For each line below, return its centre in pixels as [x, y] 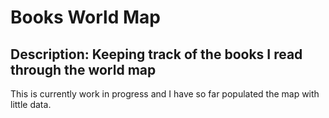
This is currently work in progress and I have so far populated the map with [165, 94]
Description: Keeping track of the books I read [156, 54]
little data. [31, 104]
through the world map [83, 69]
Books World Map [85, 17]
